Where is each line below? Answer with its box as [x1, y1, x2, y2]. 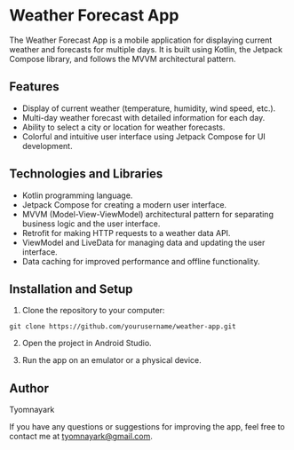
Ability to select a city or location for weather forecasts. [21, 122, 226, 132]
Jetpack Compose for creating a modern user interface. [21, 199, 227, 209]
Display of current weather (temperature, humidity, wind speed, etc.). [21, 103, 276, 114]
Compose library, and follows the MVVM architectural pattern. [9, 53, 236, 64]
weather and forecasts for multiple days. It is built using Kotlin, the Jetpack [9, 43, 282, 54]
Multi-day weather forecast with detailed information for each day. [21, 112, 266, 122]
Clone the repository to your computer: [21, 305, 165, 316]
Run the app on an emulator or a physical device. [21, 355, 202, 366]
